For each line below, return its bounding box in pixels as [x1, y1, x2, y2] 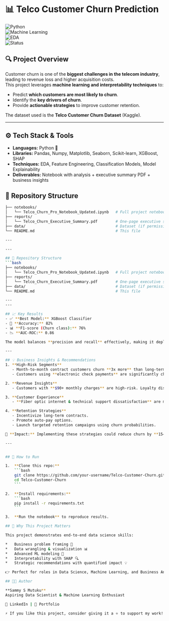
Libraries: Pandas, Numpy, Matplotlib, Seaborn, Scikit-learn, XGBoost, [12, 150, 158, 156]
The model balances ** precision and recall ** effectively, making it [5, 339, 154, 344]
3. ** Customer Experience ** [5, 394, 64, 400]
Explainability [12, 166, 40, 172]
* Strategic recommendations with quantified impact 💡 [5, 560, 127, 565]
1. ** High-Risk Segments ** [5, 363, 62, 368]
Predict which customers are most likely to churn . [12, 91, 118, 97]
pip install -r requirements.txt [14, 500, 84, 506]
